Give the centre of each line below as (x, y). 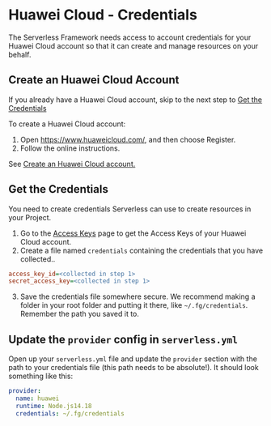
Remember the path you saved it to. (80, 314)
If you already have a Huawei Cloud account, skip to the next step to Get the (135, 100)
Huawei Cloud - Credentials (103, 15)
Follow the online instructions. (70, 148)
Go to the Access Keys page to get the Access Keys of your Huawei (133, 233)
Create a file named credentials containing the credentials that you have (142, 250)
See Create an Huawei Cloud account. (72, 164)
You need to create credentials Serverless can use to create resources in (130, 209)
